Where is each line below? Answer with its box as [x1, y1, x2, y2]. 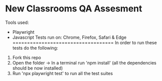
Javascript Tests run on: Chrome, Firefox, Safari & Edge [12, 34, 127, 40]
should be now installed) [12, 65, 63, 71]
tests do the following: [12, 45, 58, 51]
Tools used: [5, 19, 29, 25]
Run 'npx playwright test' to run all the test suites [12, 70, 113, 76]
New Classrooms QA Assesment [5, 3, 143, 14]
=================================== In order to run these [12, 39, 157, 45]
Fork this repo [12, 54, 41, 60]
